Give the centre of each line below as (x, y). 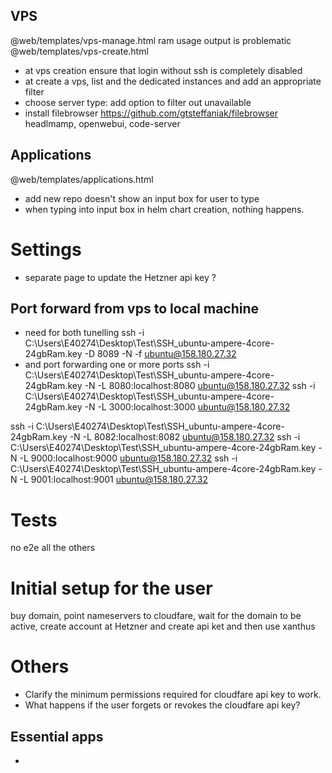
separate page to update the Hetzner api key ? (120, 277)
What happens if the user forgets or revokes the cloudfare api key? (162, 705)
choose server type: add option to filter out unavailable (138, 102)
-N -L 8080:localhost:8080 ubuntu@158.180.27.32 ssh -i (200, 386)
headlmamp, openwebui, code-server (102, 123)
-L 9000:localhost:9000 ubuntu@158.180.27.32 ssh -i (128, 458)
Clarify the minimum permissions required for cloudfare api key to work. (173, 695)
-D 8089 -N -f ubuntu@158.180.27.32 (160, 354)
